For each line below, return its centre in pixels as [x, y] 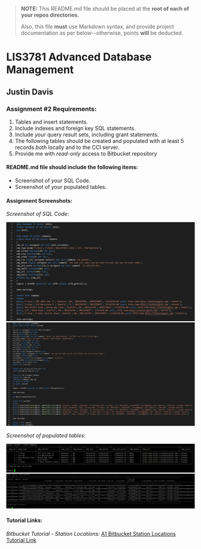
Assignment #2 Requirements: [51, 109]
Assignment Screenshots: [39, 200]
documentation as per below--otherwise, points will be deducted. [102, 33]
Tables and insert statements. [51, 121]
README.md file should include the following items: [72, 167]
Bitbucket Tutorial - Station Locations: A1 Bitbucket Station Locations [91, 533]
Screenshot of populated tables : [46, 435]
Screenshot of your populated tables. [61, 187]
